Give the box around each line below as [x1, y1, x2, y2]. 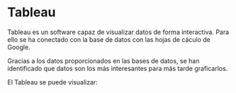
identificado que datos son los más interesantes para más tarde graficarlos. [7, 64, 228, 72]
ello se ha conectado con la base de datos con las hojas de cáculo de [7, 35, 211, 43]
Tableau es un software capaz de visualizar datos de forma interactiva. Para [7, 28, 230, 36]
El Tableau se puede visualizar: [7, 77, 98, 86]
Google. [7, 43, 30, 51]
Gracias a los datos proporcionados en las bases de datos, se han [7, 56, 200, 65]
